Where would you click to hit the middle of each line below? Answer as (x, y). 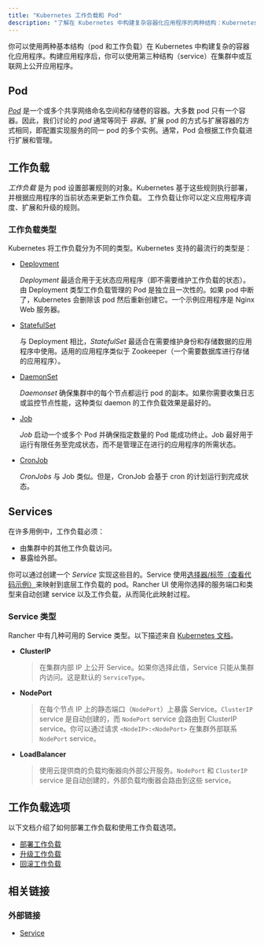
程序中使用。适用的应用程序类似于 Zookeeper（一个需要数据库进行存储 (134, 351)
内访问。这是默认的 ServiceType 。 (94, 677)
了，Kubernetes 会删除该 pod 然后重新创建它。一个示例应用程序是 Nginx (137, 300)
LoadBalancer (43, 754)
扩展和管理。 (35, 140)
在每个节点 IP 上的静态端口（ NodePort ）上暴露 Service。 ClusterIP (146, 709)
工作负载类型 (33, 230)
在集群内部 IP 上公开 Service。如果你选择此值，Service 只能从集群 (147, 667)
